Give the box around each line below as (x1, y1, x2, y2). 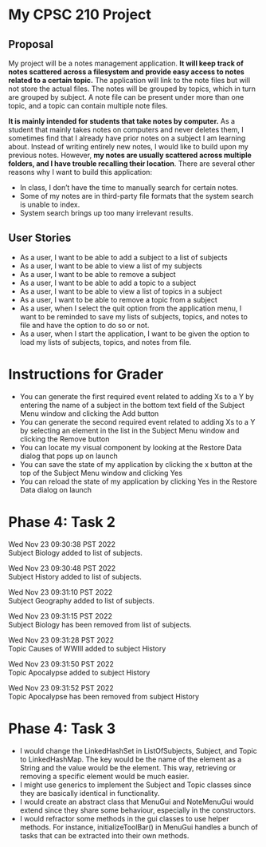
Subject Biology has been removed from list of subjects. (8, 619, 193, 629)
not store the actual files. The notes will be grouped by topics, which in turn (8, 84, 256, 93)
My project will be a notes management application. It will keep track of (8, 58, 244, 68)
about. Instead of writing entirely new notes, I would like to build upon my (8, 142, 248, 151)
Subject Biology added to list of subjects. (8, 548, 143, 557)
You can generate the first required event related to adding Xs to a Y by (19, 391, 254, 401)
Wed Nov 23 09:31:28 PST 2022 (8, 635, 114, 644)
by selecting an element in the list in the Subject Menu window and (19, 425, 240, 435)
